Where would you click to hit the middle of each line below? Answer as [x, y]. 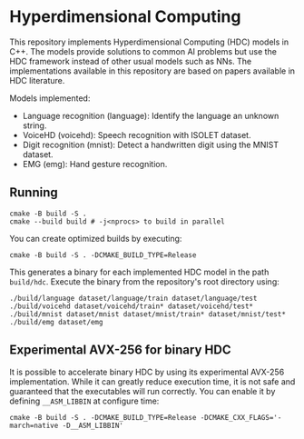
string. [34, 125]
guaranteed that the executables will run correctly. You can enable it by [142, 391]
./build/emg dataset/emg [56, 322]
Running [34, 193]
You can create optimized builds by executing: [96, 238]
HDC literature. [37, 80]
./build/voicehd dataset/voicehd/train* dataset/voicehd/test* [132, 306]
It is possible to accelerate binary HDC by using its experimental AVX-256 [147, 372]
